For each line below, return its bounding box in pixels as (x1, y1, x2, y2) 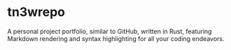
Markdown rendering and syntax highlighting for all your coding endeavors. (7, 34, 225, 42)
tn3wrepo (7, 4, 65, 20)
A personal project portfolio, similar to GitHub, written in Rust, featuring (7, 27, 212, 35)
